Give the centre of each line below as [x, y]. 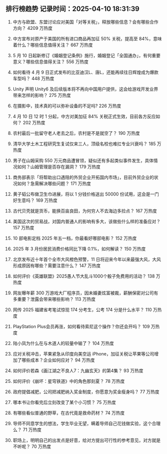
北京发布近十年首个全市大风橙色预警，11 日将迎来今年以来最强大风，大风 [87, 259]
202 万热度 [34, 122]
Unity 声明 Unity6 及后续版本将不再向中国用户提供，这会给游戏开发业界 [85, 89]
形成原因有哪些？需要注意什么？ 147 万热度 [57, 266]
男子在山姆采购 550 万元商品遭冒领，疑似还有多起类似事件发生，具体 [83, 160]
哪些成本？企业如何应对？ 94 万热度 [58, 360]
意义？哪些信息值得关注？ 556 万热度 [51, 62]
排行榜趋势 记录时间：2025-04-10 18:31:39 [73, 9]
